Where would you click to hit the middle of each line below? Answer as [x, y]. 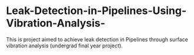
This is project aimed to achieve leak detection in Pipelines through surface [97, 39]
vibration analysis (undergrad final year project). [64, 46]
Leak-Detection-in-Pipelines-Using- [96, 11]
